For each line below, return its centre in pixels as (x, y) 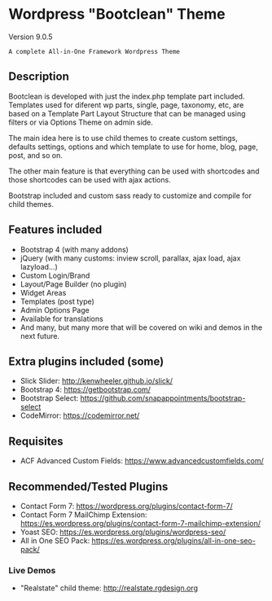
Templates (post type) (57, 301)
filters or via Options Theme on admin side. (81, 122)
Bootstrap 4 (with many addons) (74, 249)
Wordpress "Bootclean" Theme (117, 14)
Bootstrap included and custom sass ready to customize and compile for (130, 195)
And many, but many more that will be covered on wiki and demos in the (141, 327)
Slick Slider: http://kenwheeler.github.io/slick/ (97, 381)
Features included (55, 230)
